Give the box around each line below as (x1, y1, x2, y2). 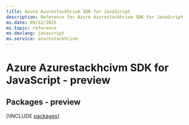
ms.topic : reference (6, 25, 57, 31)
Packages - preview (6, 97, 81, 107)
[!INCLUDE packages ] (6, 113, 60, 119)
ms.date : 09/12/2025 (6, 19, 57, 25)
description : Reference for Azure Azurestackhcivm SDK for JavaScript (6, 14, 184, 20)
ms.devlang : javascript (6, 31, 65, 36)
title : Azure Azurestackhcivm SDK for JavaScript (6, 8, 131, 15)
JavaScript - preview (6, 74, 111, 87)
